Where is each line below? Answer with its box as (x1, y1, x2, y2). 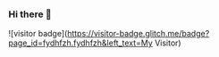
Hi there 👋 (8, 8, 53, 20)
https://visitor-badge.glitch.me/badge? (67, 28, 210, 39)
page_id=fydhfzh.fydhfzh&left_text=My (8, 37, 153, 48)
